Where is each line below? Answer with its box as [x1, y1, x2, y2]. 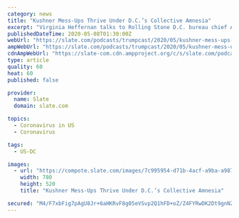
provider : [7, 89, 37, 97]
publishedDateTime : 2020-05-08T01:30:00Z [7, 30, 132, 38]
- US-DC [14, 148, 37, 155]
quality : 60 [7, 63, 43, 70]
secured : [7, 200, 33, 207]
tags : [7, 141, 23, 148]
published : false [7, 76, 59, 84]
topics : [7, 115, 31, 123]
